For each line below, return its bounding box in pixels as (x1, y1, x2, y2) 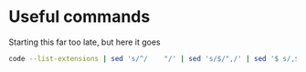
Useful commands (8, 6, 151, 27)
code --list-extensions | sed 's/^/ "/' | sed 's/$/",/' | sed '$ (8, 54, 280, 63)
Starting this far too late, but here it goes (8, 36, 161, 47)
